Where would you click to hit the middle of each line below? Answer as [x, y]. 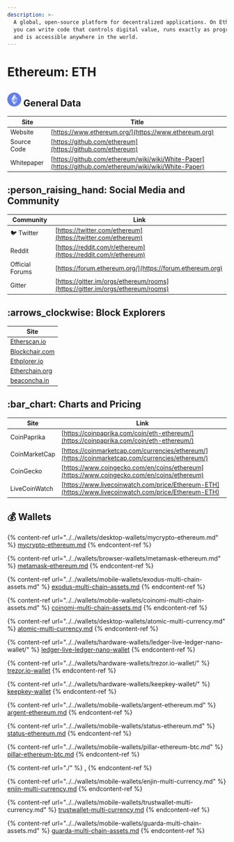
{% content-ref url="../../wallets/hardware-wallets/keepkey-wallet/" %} [109, 684]
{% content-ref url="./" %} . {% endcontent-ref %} [80, 767]
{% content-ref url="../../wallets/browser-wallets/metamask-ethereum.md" [114, 558]
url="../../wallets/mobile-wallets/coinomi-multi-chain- [128, 600]
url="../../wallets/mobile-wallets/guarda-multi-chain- [127, 823]
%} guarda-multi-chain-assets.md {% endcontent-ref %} [123, 830]
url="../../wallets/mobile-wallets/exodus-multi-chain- [127, 579]
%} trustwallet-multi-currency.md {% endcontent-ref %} [129, 809]
